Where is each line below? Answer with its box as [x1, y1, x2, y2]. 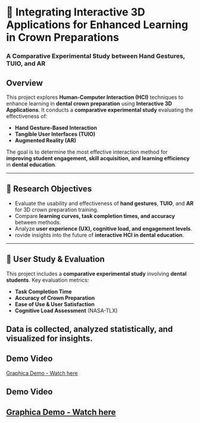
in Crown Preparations [6, 31, 119, 44]
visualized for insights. [6, 333, 93, 343]
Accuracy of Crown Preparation [14, 294, 95, 301]
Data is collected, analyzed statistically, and [6, 324, 173, 334]
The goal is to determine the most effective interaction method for [6, 148, 168, 155]
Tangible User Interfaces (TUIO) [14, 130, 96, 138]
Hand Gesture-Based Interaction [14, 124, 97, 131]
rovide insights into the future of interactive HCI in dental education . [14, 231, 185, 238]
